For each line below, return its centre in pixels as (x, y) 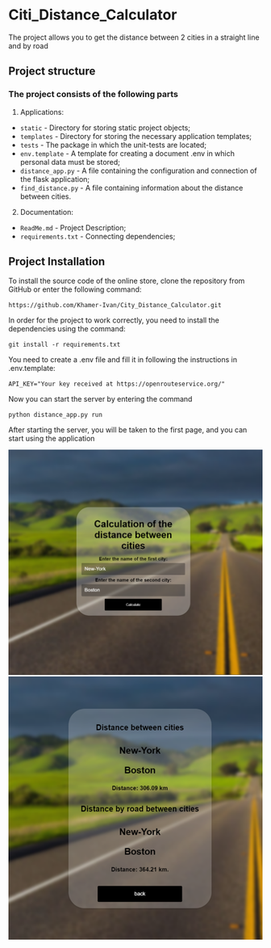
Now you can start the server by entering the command (100, 399)
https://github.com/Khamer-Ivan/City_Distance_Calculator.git (115, 305)
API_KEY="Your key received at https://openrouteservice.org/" (117, 384)
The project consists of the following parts (94, 95)
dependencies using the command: (67, 329)
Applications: (42, 112)
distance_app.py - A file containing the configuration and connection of (138, 171)
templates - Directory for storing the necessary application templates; (136, 136)
